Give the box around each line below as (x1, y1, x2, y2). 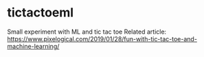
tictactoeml (7, 5, 74, 21)
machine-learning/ (7, 42, 60, 50)
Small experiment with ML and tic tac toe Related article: (7, 27, 167, 36)
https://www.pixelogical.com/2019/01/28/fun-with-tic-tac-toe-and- (7, 34, 198, 43)
